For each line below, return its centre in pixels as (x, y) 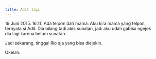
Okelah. (13, 52)
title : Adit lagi (23, 9)
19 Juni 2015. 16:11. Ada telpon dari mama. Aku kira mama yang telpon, (76, 23)
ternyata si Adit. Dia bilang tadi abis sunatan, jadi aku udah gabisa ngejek (78, 28)
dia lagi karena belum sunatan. (36, 33)
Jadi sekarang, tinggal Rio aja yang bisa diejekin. (54, 43)
